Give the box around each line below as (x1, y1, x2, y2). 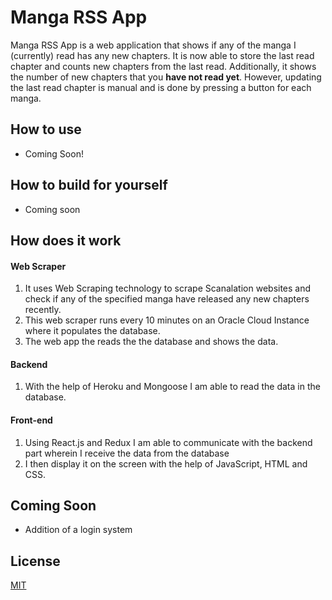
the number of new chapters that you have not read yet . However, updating (10, 71, 322, 83)
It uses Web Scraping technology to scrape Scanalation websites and (24, 282, 312, 295)
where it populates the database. (24, 325, 161, 337)
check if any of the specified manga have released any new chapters (24, 293, 310, 305)
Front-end (10, 414, 53, 426)
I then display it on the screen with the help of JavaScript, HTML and (24, 457, 308, 470)
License (10, 552, 61, 570)
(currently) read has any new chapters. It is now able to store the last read (10, 49, 315, 61)
